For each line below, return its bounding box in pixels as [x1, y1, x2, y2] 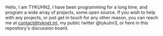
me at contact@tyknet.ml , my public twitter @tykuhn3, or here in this [5, 20, 148, 26]
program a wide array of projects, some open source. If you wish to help [5, 9, 155, 15]
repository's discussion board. [5, 25, 69, 31]
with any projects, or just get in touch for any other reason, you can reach [5, 15, 158, 20]
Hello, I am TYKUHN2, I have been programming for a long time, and [5, 4, 148, 10]
